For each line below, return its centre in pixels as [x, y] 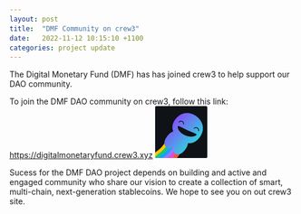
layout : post [34, 19]
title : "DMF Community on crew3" [75, 28]
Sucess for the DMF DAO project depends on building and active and [138, 172]
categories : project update [63, 48]
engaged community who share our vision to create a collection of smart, [146, 182]
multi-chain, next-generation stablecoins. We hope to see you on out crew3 [150, 192]
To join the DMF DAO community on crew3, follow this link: [119, 102]
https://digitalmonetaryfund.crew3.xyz [81, 155]
